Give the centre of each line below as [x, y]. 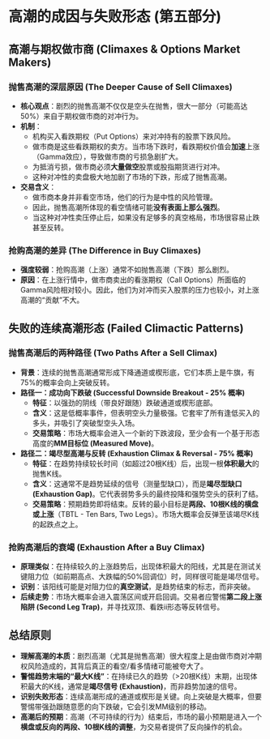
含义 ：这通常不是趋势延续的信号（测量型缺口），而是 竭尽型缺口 [137, 484]
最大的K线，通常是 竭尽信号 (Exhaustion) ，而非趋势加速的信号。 [134, 686]
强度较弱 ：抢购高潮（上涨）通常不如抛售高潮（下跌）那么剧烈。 [126, 270]
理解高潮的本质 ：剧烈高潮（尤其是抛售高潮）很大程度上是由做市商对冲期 [141, 656]
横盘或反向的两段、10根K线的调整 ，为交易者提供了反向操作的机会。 [133, 727]
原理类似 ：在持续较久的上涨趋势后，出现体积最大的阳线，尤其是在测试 [137, 566]
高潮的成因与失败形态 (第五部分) [115, 17]
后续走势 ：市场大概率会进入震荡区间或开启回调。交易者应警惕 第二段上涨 [141, 597]
